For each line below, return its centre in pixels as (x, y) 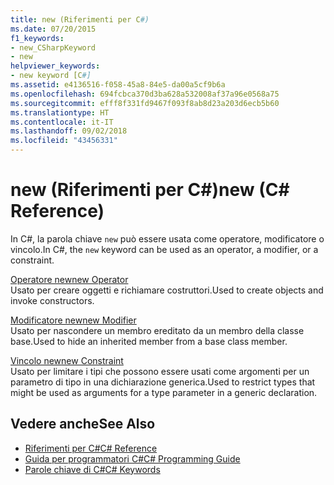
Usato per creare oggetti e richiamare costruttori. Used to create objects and (167, 290)
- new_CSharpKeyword (53, 47)
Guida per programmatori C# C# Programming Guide (132, 458)
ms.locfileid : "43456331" (64, 141)
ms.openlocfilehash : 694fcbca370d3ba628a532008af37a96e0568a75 (145, 94)
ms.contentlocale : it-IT (62, 122)
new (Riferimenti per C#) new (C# (150, 190)
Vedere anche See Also (83, 424)
